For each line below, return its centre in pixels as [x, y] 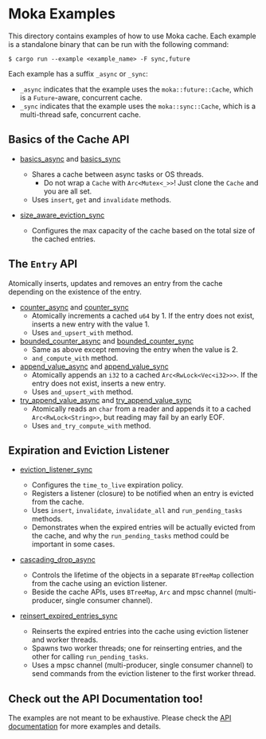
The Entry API [43, 264]
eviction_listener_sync [56, 470]
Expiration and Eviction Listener [89, 450]
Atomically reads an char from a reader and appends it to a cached [141, 409]
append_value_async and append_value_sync [94, 366]
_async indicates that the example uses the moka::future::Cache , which [136, 89]
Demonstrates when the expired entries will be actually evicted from [143, 527]
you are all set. [68, 191]
